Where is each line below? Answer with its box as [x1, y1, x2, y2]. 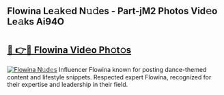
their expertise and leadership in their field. [7, 81, 128, 88]
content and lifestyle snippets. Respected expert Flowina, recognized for [7, 73, 212, 81]
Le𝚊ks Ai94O [7, 16, 65, 28]
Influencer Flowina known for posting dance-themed [58, 66, 207, 73]
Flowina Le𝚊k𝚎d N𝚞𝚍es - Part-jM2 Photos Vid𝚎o [7, 5, 218, 17]
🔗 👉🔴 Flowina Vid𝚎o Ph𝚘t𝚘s [7, 44, 132, 56]
